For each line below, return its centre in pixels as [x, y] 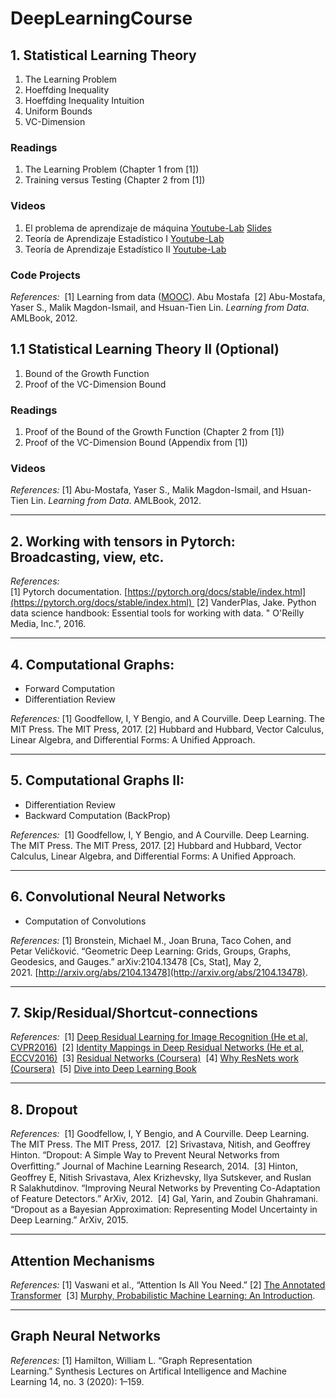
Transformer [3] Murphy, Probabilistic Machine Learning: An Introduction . [163, 1295]
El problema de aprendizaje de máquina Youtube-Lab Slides [148, 228]
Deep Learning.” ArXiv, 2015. [69, 1220]
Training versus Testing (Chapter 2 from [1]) [115, 180]
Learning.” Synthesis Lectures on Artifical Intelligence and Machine [148, 1371]
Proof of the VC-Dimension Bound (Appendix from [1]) [136, 442]
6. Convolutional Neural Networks [118, 897]
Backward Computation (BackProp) [97, 815]
